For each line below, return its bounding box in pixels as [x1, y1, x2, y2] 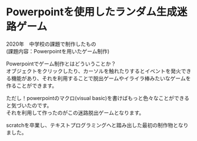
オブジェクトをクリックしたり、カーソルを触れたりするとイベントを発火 [6, 67, 181, 74]
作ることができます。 [6, 82, 58, 89]
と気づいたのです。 [6, 102, 52, 109]
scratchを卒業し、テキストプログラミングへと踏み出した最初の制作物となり [6, 121, 189, 129]
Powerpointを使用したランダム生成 [6, 5, 178, 19]
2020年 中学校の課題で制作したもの [6, 40, 96, 47]
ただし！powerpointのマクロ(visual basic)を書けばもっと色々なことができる [6, 94, 190, 101]
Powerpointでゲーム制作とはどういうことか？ [6, 60, 116, 67]
